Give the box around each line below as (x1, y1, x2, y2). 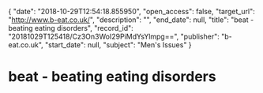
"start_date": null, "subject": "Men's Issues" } (44, 40, 192, 50)
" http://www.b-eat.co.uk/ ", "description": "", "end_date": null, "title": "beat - (8, 15, 254, 24)
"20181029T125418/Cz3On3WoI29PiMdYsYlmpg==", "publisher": (8, 32, 220, 41)
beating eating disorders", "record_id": (8, 24, 134, 32)
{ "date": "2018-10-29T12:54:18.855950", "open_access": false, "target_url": (8, 7, 255, 16)
